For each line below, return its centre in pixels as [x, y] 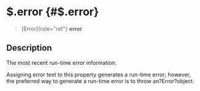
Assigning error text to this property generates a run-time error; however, [98, 75]
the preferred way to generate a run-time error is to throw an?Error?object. [100, 81]
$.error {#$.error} [53, 12]
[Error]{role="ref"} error [52, 29]
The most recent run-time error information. [62, 62]
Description [29, 48]
